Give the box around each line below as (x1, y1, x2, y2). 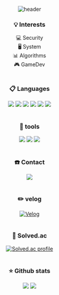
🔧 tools (19, 122, 40, 131)
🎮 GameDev (14, 61, 45, 68)
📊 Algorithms (12, 52, 47, 59)
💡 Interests (14, 20, 45, 28)
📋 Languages (9, 85, 50, 93)
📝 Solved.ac (12, 231, 47, 240)
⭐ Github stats (8, 267, 51, 275)
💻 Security (15, 34, 44, 42)
